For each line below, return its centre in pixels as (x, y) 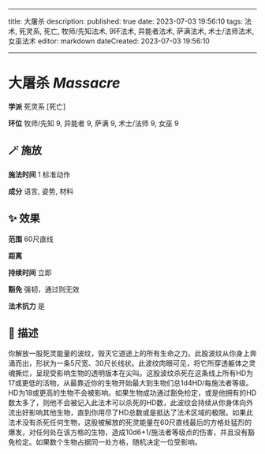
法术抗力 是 (26, 306)
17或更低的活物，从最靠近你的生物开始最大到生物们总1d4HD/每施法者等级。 (131, 383)
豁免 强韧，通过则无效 (44, 289)
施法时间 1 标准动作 (39, 174)
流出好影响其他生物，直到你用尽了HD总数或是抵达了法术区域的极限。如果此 (131, 413)
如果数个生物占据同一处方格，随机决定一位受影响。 (118, 442)
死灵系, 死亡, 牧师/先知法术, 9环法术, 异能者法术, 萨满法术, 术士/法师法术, (136, 31)
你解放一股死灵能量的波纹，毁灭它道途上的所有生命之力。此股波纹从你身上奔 (132, 354)
